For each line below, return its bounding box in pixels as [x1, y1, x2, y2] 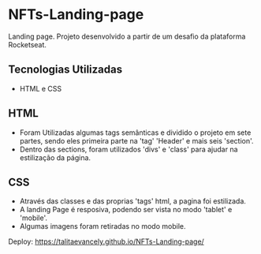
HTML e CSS [19, 84, 62, 93]
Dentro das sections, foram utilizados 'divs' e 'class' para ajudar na [19, 144, 238, 154]
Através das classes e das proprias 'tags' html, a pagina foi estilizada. [19, 196, 247, 206]
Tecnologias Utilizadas [8, 63, 123, 77]
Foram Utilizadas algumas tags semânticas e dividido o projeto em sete [19, 128, 252, 137]
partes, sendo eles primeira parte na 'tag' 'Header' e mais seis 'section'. [19, 136, 254, 145]
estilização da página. [19, 152, 91, 162]
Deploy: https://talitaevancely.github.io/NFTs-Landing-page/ [8, 237, 205, 246]
